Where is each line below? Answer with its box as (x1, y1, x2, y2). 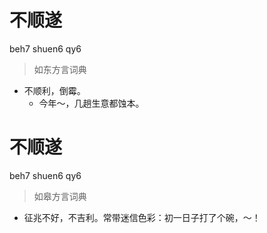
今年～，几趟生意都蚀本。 (38, 97, 145, 109)
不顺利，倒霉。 (23, 84, 86, 96)
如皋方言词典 (33, 190, 87, 202)
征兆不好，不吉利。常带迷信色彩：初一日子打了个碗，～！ (23, 211, 261, 223)
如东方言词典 (33, 63, 87, 75)
